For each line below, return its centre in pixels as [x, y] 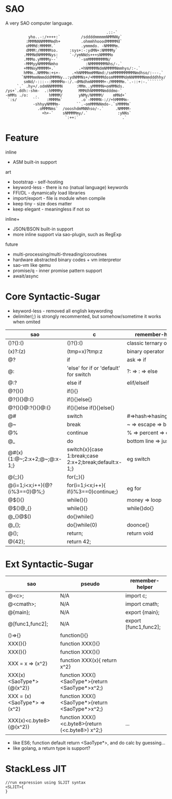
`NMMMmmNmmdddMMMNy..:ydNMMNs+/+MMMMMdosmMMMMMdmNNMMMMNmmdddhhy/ [94, 77]
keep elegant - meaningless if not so [51, 209]
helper [145, 587]
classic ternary [145, 343]
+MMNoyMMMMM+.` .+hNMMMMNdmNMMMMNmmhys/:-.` [82, 68]
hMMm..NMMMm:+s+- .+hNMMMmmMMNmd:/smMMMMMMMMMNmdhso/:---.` [94, 73]
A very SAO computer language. [39, 23]
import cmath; [142, 604]
